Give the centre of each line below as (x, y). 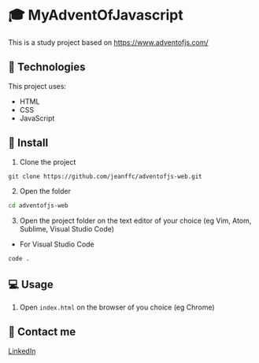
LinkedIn (22, 350)
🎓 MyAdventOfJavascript (96, 15)
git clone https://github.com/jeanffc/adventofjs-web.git (105, 176)
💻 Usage (31, 284)
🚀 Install (28, 143)
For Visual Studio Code (57, 244)
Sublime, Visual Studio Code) (67, 229)
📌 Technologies (47, 67)
